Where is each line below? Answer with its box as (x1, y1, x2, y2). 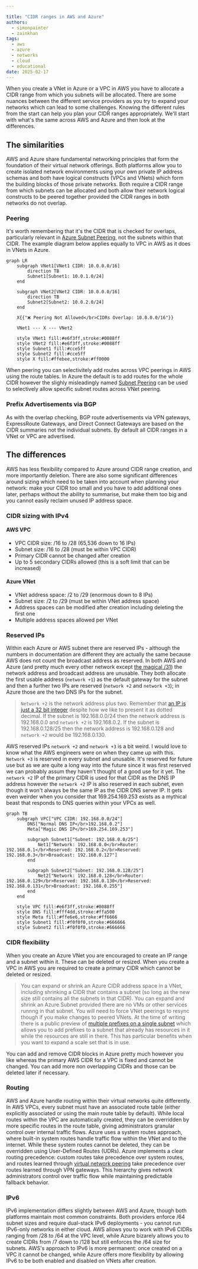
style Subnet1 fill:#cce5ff (17, 346, 86, 352)
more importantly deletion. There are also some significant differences (6, 471, 178, 479)
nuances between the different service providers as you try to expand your (6, 98, 189, 105)
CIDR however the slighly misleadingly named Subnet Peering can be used (6, 379, 188, 386)
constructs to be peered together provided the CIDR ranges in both (6, 193, 170, 200)
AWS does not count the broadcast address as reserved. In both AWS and (6, 657, 186, 664)
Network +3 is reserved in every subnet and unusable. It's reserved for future (6, 755, 193, 763)
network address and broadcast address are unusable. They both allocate (6, 669, 186, 677)
